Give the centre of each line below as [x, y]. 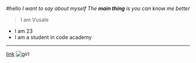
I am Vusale [34, 20]
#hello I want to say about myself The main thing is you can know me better [98, 8]
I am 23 [24, 31]
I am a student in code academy [53, 37]
